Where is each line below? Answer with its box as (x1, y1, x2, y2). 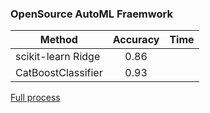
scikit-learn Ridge (15, 50, 101, 64)
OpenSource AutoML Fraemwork (10, 7, 173, 21)
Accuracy (112, 33, 160, 47)
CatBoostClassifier (15, 66, 103, 80)
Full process (10, 92, 61, 104)
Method (39, 33, 78, 47)
